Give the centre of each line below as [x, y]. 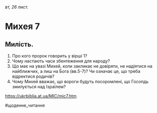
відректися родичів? [33, 76]
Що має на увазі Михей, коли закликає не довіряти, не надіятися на [82, 66]
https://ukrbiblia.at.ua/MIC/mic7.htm [41, 96]
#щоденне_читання [25, 105]
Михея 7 [22, 27]
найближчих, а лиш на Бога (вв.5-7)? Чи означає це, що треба [76, 71]
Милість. [19, 44]
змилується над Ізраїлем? [39, 87]
